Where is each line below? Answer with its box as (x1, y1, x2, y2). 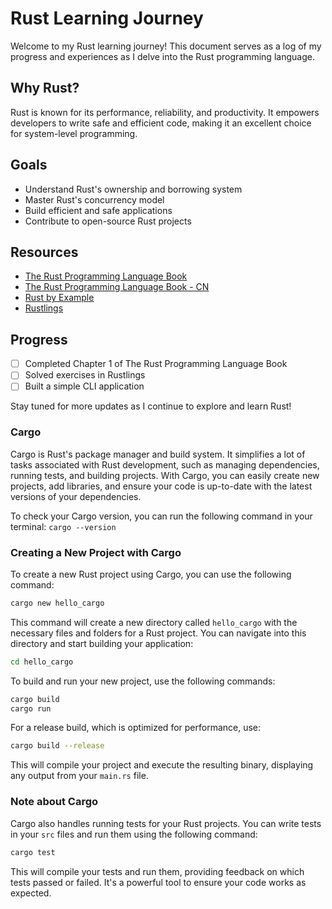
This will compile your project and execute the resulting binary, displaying (10, 759, 314, 771)
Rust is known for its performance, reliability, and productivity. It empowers (10, 106, 320, 118)
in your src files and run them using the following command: (10, 828, 258, 840)
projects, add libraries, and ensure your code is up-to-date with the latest (10, 480, 313, 492)
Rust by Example (24, 292, 95, 304)
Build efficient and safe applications (24, 204, 173, 216)
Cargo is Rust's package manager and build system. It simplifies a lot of (10, 448, 306, 460)
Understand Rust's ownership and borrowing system (24, 183, 243, 195)
